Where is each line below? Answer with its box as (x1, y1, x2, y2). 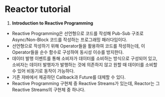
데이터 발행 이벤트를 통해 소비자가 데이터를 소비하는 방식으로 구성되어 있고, (11, 55, 158, 61)
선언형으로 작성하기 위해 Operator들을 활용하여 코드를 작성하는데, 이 (11, 42, 145, 48)
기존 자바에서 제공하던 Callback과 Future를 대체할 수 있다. (11, 74, 126, 80)
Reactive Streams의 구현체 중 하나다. (11, 86, 85, 92)
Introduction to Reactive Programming (11, 20, 93, 26)
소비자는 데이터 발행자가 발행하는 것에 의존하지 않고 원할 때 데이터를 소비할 (11, 61, 158, 67)
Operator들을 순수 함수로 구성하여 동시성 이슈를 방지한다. (11, 49, 124, 55)
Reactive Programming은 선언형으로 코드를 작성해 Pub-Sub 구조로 (11, 30, 144, 36)
